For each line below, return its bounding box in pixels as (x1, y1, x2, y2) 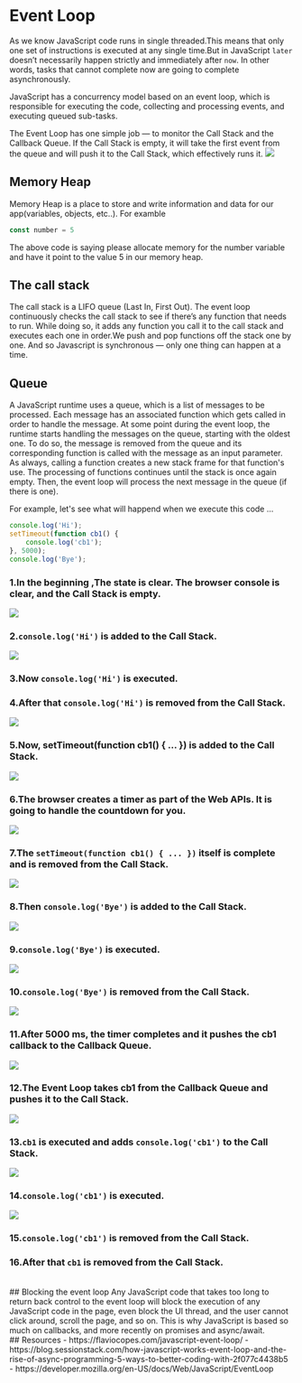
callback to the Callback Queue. (9, 1040, 152, 1052)
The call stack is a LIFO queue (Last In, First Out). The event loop (9, 302, 251, 313)
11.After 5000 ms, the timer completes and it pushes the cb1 (9, 1028, 277, 1041)
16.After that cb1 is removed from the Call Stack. (9, 1257, 224, 1269)
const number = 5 (9, 225, 75, 235)
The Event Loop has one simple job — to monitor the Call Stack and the (9, 127, 274, 138)
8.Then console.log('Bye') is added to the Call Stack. (9, 901, 247, 913)
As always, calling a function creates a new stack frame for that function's (9, 457, 285, 468)
